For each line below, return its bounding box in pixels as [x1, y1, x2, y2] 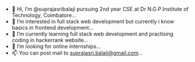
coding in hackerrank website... [11, 37, 89, 43]
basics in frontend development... [11, 24, 94, 31]
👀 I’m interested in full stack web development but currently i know [11, 18, 174, 25]
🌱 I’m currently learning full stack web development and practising [11, 30, 174, 37]
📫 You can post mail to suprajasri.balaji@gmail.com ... [11, 50, 143, 56]
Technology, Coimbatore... [11, 12, 77, 19]
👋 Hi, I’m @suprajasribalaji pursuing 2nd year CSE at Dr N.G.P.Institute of [11, 6, 189, 12]
